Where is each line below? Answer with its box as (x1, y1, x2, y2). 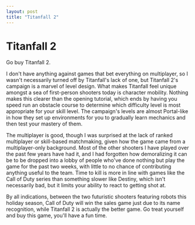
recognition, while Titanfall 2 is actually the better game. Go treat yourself (6, 206, 184, 213)
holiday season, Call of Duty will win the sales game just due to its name (6, 200, 180, 207)
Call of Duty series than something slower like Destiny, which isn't (6, 176, 166, 183)
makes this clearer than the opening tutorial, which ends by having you (6, 95, 177, 102)
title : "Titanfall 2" (6, 14, 59, 20)
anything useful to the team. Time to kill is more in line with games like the (6, 169, 185, 177)
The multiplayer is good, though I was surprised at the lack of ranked (6, 132, 173, 139)
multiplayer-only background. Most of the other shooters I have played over (6, 144, 189, 151)
